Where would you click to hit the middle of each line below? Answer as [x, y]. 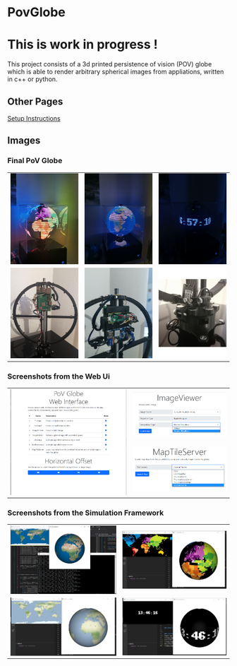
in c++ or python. [32, 79]
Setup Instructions [34, 118]
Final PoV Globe [35, 161]
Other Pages [35, 101]
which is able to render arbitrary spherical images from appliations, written [116, 72]
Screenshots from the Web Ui [59, 376]
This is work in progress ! [83, 45]
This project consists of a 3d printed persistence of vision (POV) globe [110, 64]
